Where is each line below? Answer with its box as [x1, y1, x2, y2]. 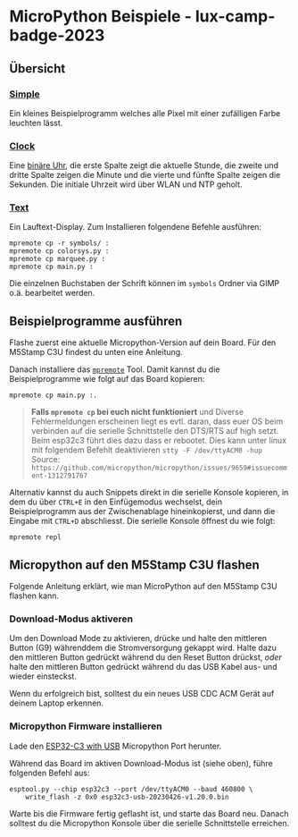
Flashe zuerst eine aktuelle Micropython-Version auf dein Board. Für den [9, 337, 277, 348]
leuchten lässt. [9, 117, 63, 128]
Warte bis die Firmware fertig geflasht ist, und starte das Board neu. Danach [9, 807, 289, 819]
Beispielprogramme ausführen [9, 313, 183, 328]
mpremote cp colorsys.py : [9, 247, 110, 256]
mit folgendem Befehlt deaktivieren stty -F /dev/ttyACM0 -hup [30, 444, 263, 455]
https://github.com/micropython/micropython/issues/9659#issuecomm [30, 463, 287, 473]
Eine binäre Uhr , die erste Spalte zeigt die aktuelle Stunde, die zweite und [9, 160, 279, 171]
